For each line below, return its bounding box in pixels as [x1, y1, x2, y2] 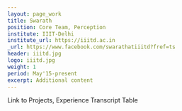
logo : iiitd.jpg [7, 57, 55, 64]
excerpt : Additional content [7, 76, 93, 84]
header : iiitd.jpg [7, 51, 62, 58]
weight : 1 [7, 63, 37, 70]
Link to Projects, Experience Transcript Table [7, 96, 138, 105]
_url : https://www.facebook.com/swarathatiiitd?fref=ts [7, 43, 176, 51]
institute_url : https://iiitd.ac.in [7, 37, 115, 44]
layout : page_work [7, 10, 62, 18]
